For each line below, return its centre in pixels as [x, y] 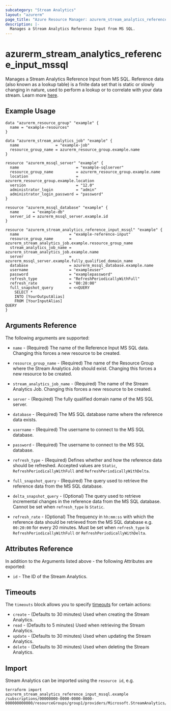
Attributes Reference [39, 549]
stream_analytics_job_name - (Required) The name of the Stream [80, 383]
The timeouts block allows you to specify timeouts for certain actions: [78, 605]
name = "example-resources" [40, 127]
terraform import [24, 690]
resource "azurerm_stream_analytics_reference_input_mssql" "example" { [84, 230]
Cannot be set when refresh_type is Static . [59, 506]
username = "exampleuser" [56, 270]
